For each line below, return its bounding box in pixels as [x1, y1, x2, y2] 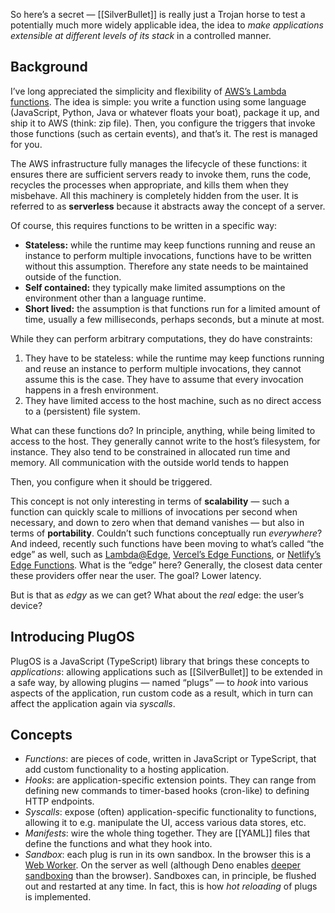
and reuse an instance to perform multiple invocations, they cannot [24, 362, 302, 374]
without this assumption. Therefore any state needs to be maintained [24, 260, 309, 272]
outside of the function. [24, 270, 122, 283]
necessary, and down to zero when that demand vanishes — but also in [10, 516, 305, 528]
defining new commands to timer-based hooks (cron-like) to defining [24, 785, 310, 797]
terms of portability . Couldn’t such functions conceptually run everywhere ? [10, 527, 323, 539]
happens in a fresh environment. [24, 384, 159, 396]
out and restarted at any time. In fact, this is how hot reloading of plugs [24, 880, 318, 893]
